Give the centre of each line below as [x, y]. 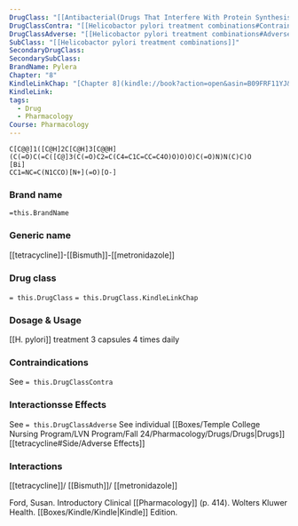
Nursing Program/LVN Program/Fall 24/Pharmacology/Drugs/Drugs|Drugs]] [147, 434]
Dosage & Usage [46, 320]
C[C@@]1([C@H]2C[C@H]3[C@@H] [63, 149]
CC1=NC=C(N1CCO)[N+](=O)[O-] [63, 172]
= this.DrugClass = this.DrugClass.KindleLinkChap [104, 298]
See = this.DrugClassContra [61, 382]
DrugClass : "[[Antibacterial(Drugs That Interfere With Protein [130, 17]
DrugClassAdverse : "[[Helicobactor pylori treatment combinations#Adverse [150, 34]
